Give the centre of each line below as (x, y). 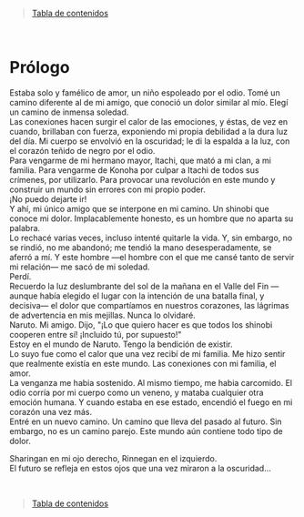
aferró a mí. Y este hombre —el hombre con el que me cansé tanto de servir (152, 257)
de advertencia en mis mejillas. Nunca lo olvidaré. (102, 315)
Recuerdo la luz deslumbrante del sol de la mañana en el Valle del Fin (139, 286)
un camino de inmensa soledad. (69, 112)
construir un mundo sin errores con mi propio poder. (108, 189)
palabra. (25, 228)
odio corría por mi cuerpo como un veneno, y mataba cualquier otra (137, 392)
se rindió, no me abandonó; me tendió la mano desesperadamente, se (141, 247)
